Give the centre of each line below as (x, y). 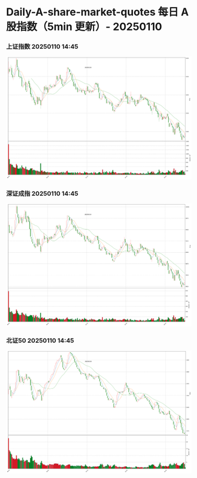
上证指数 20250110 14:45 (42, 46)
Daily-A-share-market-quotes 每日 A (98, 12)
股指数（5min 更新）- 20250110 (84, 27)
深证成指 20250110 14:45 (42, 193)
